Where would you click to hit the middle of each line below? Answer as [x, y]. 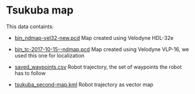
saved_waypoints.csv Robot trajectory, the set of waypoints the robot [98, 67]
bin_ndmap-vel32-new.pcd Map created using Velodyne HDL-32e [94, 38]
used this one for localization [49, 55]
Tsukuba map [40, 10]
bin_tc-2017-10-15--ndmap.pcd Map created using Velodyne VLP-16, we [102, 49]
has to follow [30, 73]
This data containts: [30, 26]
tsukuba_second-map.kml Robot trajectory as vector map [84, 84]
